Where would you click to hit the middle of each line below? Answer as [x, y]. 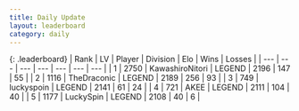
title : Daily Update [48, 17]
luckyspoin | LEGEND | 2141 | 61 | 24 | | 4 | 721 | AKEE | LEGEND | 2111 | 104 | [149, 87]
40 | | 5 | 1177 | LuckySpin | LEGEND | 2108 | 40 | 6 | [105, 97]
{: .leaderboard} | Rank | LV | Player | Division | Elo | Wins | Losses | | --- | [144, 59]
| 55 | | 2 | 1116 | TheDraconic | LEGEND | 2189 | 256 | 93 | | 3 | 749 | [134, 78]
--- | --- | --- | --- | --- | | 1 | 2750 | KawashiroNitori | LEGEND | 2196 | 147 [155, 68]
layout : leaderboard [48, 26]
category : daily [39, 34]
